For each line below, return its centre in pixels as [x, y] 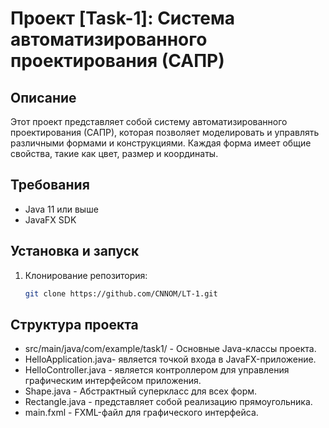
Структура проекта [74, 324]
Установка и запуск [75, 251]
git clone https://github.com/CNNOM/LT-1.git [121, 293]
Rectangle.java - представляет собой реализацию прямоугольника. [168, 402]
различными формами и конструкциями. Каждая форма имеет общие [161, 143]
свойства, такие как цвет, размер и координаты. [114, 153]
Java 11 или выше [61, 209]
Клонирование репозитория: [86, 275]
